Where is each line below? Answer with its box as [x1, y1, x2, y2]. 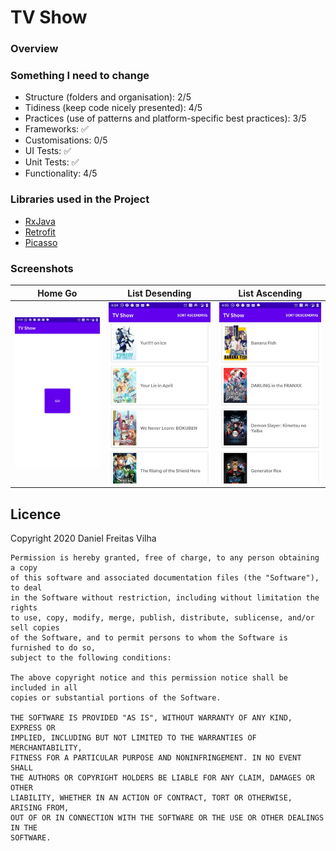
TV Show [10, 6, 88, 29]
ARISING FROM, [10, 803, 70, 813]
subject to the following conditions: [10, 653, 172, 663]
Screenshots [10, 261, 74, 275]
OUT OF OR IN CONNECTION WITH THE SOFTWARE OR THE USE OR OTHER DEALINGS [10, 813, 325, 823]
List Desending [127, 287, 192, 299]
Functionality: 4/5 [24, 167, 98, 180]
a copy [10, 563, 38, 573]
